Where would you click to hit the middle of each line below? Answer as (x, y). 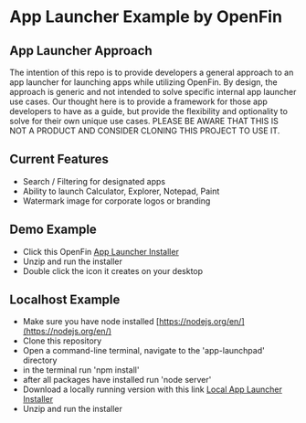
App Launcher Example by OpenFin (146, 17)
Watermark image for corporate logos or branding (116, 201)
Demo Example (53, 230)
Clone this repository (62, 341)
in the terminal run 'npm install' (81, 370)
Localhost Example (65, 300)
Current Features (59, 159)
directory (40, 360)
